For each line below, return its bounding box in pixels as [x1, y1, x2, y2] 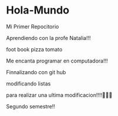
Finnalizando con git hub [6, 68, 66, 75]
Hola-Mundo [6, 4, 70, 17]
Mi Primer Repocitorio [6, 23, 59, 30]
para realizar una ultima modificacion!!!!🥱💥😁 [6, 91, 113, 98]
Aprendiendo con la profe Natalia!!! [6, 34, 91, 41]
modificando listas [6, 80, 51, 87]
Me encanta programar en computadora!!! [6, 57, 108, 64]
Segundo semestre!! [6, 102, 55, 110]
